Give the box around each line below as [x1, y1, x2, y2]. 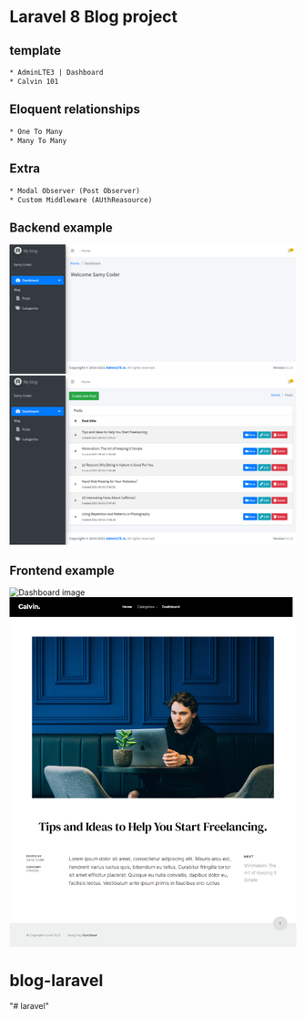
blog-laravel [9, 970, 104, 991]
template [9, 43, 62, 58]
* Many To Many [9, 136, 67, 145]
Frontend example [9, 562, 116, 578]
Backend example [9, 221, 113, 236]
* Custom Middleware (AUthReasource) [9, 195, 153, 204]
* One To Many [9, 127, 64, 136]
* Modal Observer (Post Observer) [9, 186, 141, 195]
